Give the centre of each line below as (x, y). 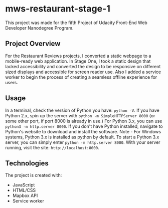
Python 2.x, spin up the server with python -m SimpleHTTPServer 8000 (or (80, 115)
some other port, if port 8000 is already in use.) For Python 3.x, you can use (84, 121)
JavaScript (24, 185)
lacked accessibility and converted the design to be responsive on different (83, 66)
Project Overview (33, 44)
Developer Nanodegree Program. (39, 28)
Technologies (27, 163)
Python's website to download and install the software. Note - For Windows (83, 131)
